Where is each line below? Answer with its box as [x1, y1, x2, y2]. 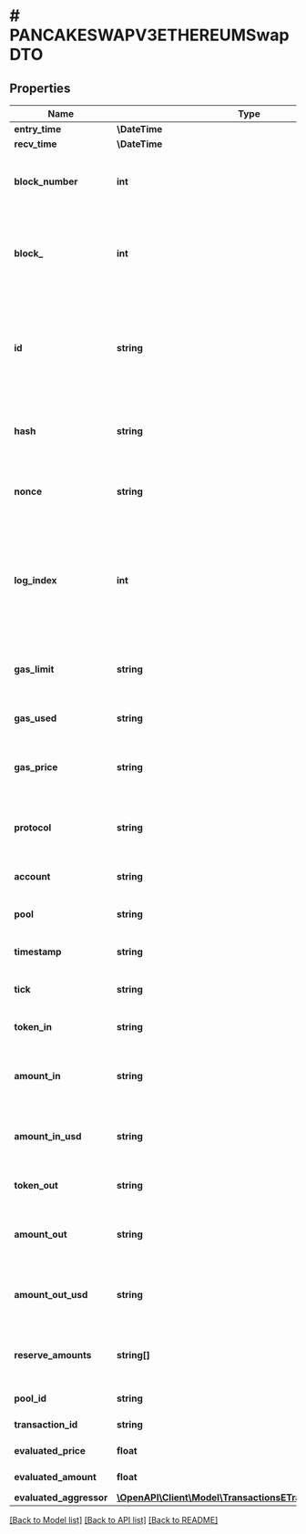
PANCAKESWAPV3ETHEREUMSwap [9, 25, 290, 46]
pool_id [14, 1392, 47, 1405]
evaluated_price [14, 1445, 87, 1457]
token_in [14, 1021, 53, 1033]
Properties [9, 80, 71, 96]
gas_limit [14, 663, 55, 675]
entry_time [14, 123, 62, 135]
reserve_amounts [14, 1349, 92, 1361]
